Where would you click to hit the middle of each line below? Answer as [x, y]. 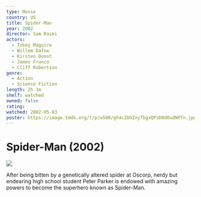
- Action [22, 78]
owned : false [22, 101]
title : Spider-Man [29, 23]
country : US [21, 17]
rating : [16, 106]
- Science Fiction [35, 84]
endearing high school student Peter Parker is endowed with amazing [92, 181]
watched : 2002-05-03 [32, 112]
